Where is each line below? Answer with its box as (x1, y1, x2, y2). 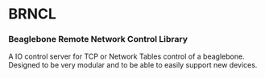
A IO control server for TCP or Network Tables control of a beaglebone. (8, 51, 245, 61)
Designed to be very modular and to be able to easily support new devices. (8, 60, 258, 70)
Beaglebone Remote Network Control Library (8, 34, 188, 45)
